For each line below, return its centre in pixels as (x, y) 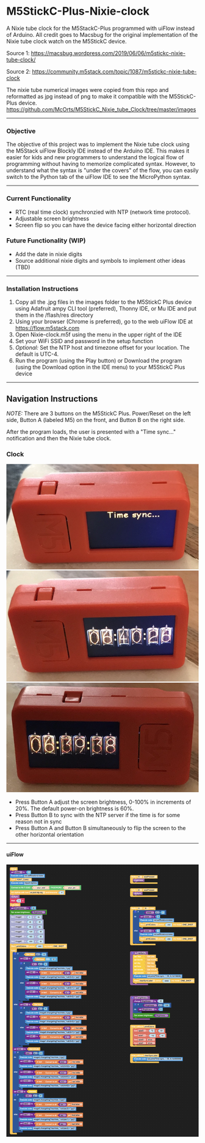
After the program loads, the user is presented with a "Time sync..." (91, 432)
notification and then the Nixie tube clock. (59, 438)
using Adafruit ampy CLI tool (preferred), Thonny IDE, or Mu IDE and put (106, 309)
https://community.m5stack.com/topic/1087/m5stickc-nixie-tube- (114, 71)
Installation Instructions (42, 289)
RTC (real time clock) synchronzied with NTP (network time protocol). (103, 212)
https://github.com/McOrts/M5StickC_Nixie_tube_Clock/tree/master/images (101, 109)
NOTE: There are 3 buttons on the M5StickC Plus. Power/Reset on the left (99, 413)
